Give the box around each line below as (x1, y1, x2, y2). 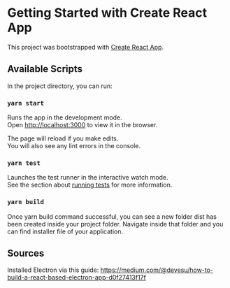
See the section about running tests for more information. (7, 180, 173, 189)
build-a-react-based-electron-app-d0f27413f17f (7, 273, 147, 282)
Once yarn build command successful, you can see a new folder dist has (7, 212, 217, 221)
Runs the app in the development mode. (7, 113, 122, 122)
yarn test (7, 159, 41, 167)
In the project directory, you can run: (7, 82, 113, 90)
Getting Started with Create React (7, 5, 208, 21)
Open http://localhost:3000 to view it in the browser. (7, 121, 158, 129)
